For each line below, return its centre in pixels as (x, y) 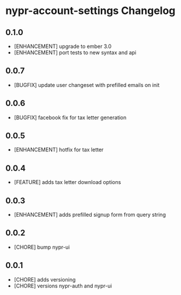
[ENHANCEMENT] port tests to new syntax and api (75, 53)
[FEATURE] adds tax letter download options (67, 182)
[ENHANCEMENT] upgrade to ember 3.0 (63, 46)
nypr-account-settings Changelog (90, 11)
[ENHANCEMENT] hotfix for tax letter (59, 150)
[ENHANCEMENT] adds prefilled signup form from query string (90, 215)
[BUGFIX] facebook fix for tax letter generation (70, 117)
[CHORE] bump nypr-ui (42, 247)
